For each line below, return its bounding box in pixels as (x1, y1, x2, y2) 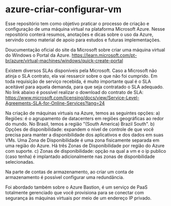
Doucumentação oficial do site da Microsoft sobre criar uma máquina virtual (5, 47, 165, 53)
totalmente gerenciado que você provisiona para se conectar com (5, 189, 144, 195)
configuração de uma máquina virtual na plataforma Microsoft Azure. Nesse (5, 26, 165, 32)
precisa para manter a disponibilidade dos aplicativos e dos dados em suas (5, 131, 164, 138)
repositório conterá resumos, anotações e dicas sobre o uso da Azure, (5, 31, 154, 37)
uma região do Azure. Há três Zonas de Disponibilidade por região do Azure (5, 142, 165, 149)
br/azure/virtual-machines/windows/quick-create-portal (5, 57, 124, 63)
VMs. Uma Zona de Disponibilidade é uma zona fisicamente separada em (5, 137, 160, 143)
